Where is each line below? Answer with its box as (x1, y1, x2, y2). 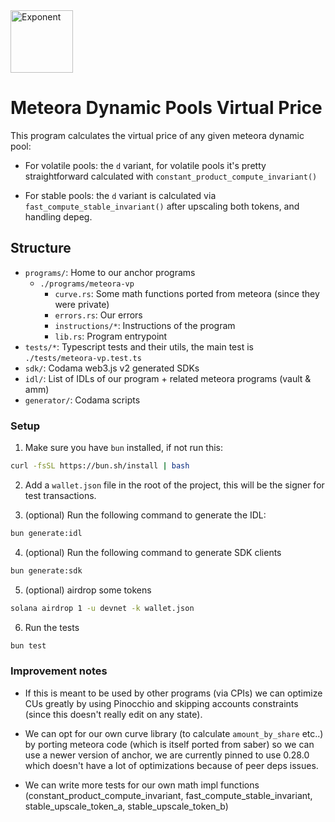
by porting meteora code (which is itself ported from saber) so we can (24, 738, 315, 750)
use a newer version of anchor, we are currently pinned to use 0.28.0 (24, 749, 310, 761)
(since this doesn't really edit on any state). (24, 708, 203, 720)
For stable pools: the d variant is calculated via (24, 189, 217, 201)
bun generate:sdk (10, 565, 83, 576)
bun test (10, 640, 47, 651)
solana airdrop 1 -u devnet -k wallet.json (10, 603, 195, 613)
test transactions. (24, 489, 97, 501)
